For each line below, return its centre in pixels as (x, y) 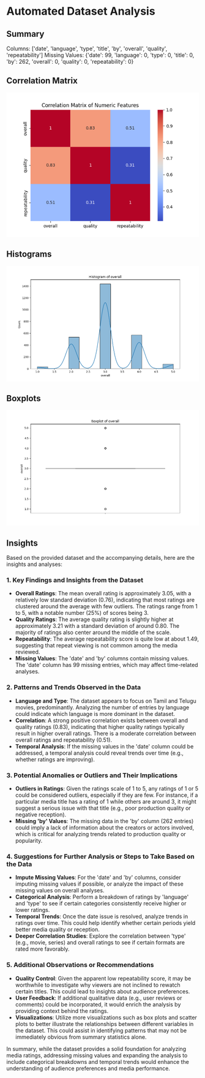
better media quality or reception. (57, 930)
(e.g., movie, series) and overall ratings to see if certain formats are (100, 943)
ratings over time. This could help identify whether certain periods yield (105, 923)
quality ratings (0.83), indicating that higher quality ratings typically (100, 726)
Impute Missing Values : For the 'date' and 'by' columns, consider (98, 878)
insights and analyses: (35, 564)
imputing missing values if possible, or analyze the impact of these (99, 884)
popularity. (29, 840)
